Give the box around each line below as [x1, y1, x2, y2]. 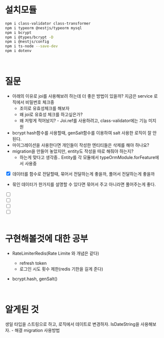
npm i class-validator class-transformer [5, 21, 91, 26]
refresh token [19, 260, 47, 266]
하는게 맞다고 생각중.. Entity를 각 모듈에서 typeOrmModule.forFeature [19, 155, 155, 160]
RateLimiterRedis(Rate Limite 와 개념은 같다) [12, 250, 99, 256]
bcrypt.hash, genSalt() [12, 276, 58, 282]
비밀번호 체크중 [25, 99, 55, 105]
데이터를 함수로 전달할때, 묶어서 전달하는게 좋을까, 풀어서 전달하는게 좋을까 [12, 171, 155, 177]
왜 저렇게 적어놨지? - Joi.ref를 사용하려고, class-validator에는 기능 [19, 118, 148, 123]
